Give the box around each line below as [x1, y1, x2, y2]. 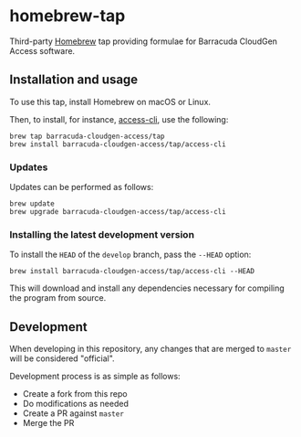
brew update [9, 199, 55, 208]
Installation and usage [9, 72, 139, 88]
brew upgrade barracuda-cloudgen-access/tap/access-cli [9, 208, 226, 217]
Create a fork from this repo [22, 389, 128, 400]
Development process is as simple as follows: [9, 371, 181, 382]
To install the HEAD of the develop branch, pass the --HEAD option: [9, 249, 252, 261]
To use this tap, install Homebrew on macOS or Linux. [9, 96, 212, 107]
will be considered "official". [9, 353, 116, 364]
